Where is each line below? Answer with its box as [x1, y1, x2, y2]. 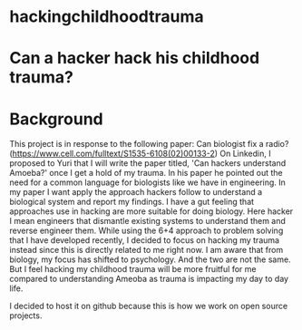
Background [9, 109, 103, 129]
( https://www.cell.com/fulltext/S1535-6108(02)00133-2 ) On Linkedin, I [9, 148, 271, 160]
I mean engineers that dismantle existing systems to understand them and [9, 216, 286, 227]
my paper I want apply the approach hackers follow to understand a [9, 187, 263, 198]
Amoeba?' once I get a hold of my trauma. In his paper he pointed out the [9, 168, 283, 179]
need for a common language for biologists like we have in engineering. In [9, 177, 286, 188]
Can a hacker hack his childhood [9, 48, 260, 69]
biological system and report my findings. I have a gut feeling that [9, 197, 255, 208]
